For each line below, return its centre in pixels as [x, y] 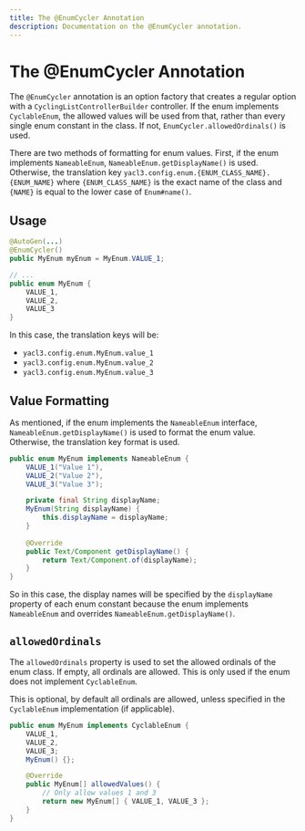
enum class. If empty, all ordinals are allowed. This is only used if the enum [150, 672]
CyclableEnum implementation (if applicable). [92, 709]
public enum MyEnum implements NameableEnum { [99, 458]
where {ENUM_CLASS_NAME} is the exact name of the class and [169, 182]
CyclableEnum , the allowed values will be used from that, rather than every [147, 116]
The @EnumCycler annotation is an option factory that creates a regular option [153, 97]
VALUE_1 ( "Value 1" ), [65, 467]
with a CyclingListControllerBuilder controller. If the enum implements [144, 107]
